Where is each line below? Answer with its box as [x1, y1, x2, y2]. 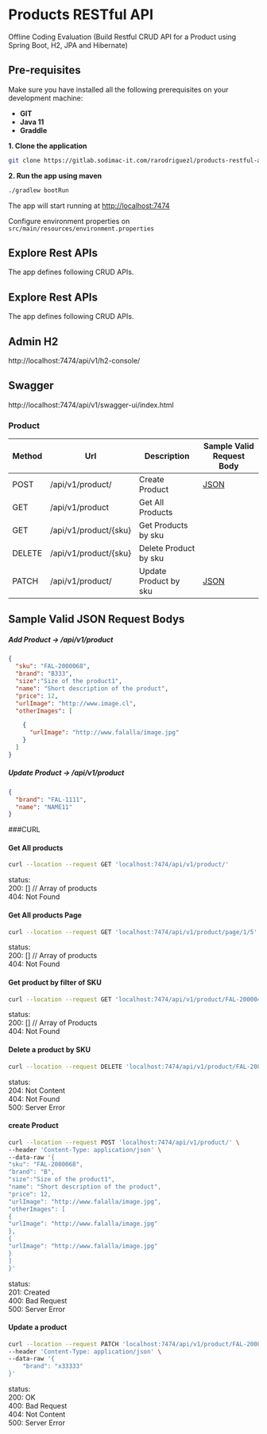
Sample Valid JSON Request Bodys [8, 612, 185, 627]
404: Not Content [8, 1409, 66, 1420]
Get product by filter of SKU [8, 978, 102, 987]
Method [12, 450, 43, 462]
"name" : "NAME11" [15, 803, 73, 811]
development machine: [8, 93, 83, 103]
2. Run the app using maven [8, 171, 103, 180]
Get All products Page [8, 910, 82, 920]
